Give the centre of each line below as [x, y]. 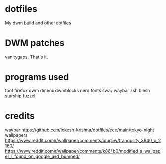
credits [20, 116]
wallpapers [17, 135]
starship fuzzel [20, 96]
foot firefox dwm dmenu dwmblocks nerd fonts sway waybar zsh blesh [78, 90]
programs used [37, 77]
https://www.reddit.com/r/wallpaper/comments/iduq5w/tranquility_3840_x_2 [83, 140]
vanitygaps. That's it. [27, 57]
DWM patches [35, 43]
